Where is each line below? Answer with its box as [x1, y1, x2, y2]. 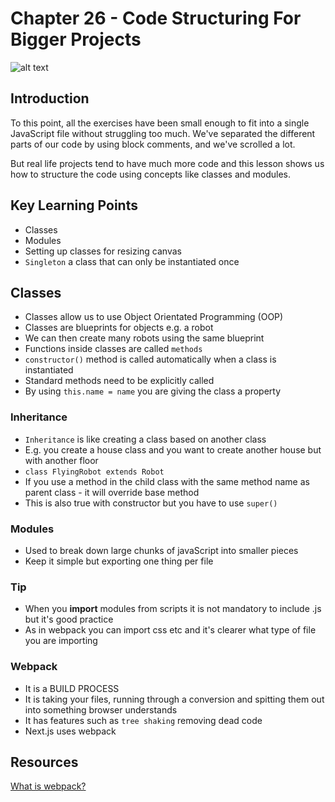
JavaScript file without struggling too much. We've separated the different [10, 127, 316, 139]
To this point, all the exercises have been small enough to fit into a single [10, 117, 310, 129]
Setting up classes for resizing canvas [24, 245, 182, 257]
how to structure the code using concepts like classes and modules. [10, 168, 292, 180]
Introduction [10, 90, 90, 107]
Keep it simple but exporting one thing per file [24, 555, 214, 567]
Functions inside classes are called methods [24, 343, 203, 355]
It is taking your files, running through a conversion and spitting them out [24, 693, 325, 705]
